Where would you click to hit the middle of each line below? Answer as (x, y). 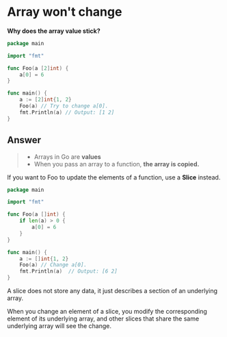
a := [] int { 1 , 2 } (44, 259)
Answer (24, 140)
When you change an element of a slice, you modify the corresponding (107, 311)
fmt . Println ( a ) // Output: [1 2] (67, 112)
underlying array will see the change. (59, 326)
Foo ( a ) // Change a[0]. (53, 265)
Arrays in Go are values (67, 157)
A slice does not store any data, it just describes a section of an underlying (112, 291)
